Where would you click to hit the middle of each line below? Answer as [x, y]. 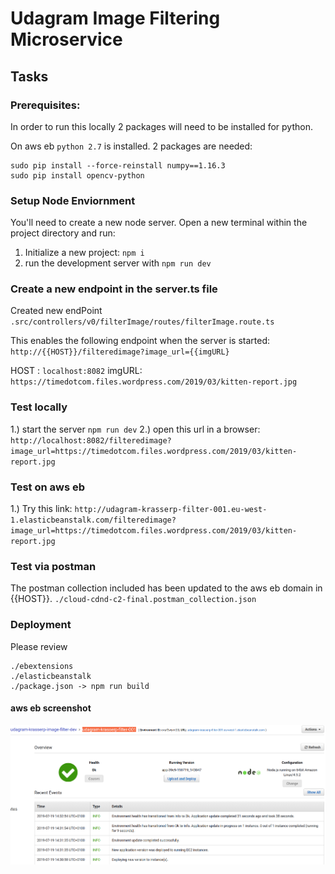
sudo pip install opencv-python [77, 175]
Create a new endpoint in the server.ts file [114, 289]
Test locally [39, 407]
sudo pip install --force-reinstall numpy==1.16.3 [118, 165]
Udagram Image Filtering [115, 18]
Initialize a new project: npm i [84, 253]
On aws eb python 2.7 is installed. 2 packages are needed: [131, 146]
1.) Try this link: [41, 509]
